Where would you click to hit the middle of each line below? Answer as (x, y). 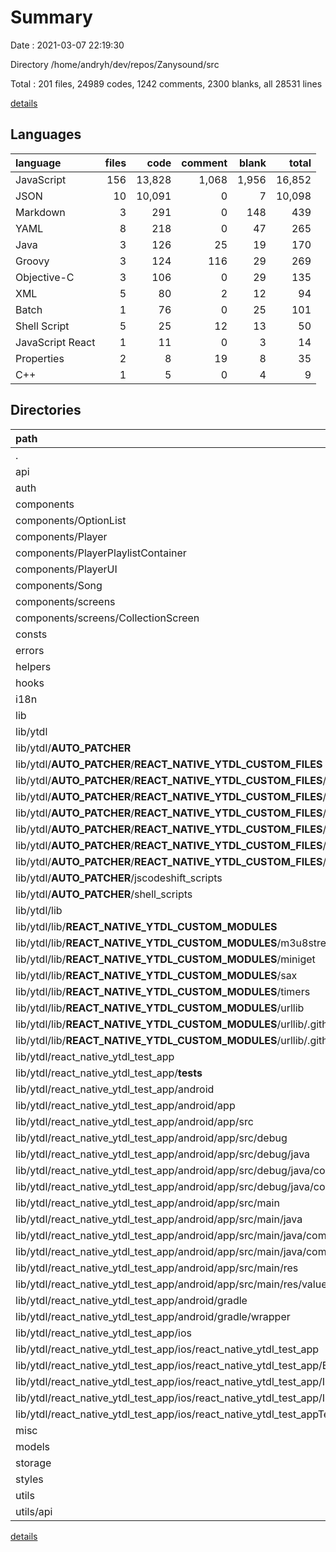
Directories (46, 410)
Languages (46, 134)
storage (33, 1463)
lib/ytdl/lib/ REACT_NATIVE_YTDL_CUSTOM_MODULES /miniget (165, 959)
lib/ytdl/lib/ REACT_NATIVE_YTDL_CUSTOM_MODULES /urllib (160, 1008)
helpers (33, 666)
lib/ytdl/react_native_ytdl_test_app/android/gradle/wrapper (153, 1316)
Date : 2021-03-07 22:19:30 (67, 45)
